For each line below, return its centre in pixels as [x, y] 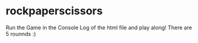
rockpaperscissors [54, 11]
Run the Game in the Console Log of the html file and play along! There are [99, 27]
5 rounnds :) [21, 33]
